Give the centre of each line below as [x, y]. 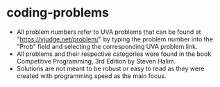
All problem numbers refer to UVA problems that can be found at [109, 32]
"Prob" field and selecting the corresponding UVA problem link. [107, 46]
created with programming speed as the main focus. [91, 76]
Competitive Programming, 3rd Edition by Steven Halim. [96, 61]
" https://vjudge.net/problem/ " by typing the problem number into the [115, 39]
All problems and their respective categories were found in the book [114, 54]
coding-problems [58, 13]
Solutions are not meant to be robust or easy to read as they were [110, 68]
